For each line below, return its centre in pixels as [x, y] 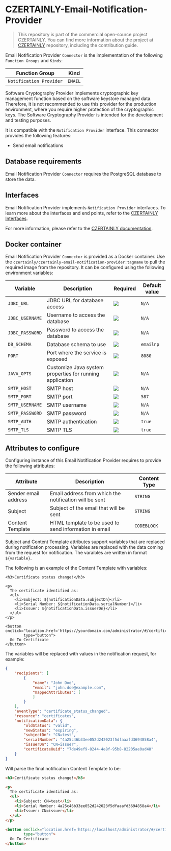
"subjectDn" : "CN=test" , [50, 735]
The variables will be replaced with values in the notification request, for [81, 654]
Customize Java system [75, 368]
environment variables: [29, 273]
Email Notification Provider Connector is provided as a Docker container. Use [85, 257]
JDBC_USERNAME [25, 318]
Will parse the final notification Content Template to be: [63, 768]
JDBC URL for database [75, 301]
